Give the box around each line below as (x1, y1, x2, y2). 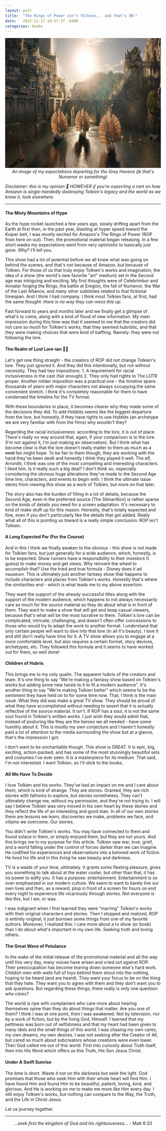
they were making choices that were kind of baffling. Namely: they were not (5, 330, 160, 335)
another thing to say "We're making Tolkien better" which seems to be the (5, 687, 156, 693)
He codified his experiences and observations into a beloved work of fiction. (5, 849, 161, 855)
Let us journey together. (5, 1106, 54, 1112)
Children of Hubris (5, 660, 44, 666)
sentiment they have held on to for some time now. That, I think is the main (5, 693, 157, 699)
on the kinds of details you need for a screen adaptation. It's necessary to (5, 501, 156, 507)
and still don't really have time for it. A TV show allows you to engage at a (5, 633, 155, 639)
